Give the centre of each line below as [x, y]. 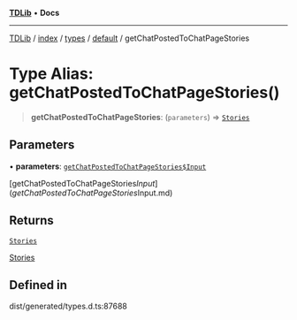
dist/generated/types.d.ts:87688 [69, 306]
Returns [32, 221]
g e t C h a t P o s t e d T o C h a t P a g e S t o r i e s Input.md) [92, 193]
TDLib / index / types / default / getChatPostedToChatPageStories [129, 38]
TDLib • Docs [34, 13]
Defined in [38, 285]
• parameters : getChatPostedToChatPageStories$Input [108, 166]
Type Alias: [52, 74]
